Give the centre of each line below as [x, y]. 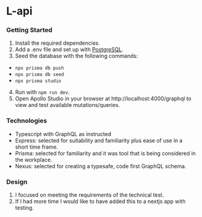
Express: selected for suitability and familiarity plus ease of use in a [99, 140]
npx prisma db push [39, 68]
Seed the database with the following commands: [76, 56]
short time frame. [36, 147]
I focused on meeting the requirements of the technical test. [89, 195]
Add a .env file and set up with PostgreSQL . [69, 50]
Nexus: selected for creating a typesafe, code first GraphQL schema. [101, 166]
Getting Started [29, 30]
